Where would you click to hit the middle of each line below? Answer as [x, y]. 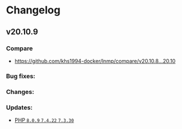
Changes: [20, 92]
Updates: [20, 107]
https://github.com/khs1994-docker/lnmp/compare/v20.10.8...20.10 [95, 61]
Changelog [33, 10]
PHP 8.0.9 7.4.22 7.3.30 [44, 120]
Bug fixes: [21, 76]
